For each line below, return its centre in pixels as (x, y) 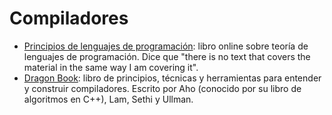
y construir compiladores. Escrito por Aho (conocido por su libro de (162, 88)
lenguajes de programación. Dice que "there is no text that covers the (167, 56)
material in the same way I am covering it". (111, 67)
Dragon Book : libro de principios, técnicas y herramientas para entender (172, 78)
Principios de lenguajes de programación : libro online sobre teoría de (166, 46)
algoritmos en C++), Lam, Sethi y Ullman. (108, 99)
